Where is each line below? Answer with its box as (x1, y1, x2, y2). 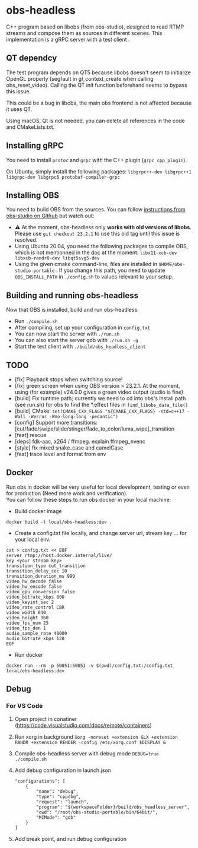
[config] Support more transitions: (14, 419, 98, 426)
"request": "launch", (36, 799, 90, 805)
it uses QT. (6, 105, 33, 113)
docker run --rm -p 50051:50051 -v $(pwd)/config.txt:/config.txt (6, 663, 173, 669)
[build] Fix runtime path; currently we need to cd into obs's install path (14, 395, 186, 401)
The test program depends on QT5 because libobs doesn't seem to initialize (6, 69, 191, 76)
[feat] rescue (14, 432, 47, 438)
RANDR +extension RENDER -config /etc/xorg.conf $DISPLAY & (14, 739, 166, 745)
